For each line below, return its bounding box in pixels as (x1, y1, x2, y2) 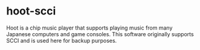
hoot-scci (6, 4, 56, 18)
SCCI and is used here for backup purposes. (6, 37, 117, 44)
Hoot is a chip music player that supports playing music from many (6, 24, 173, 31)
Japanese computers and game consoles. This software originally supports (6, 30, 195, 37)
